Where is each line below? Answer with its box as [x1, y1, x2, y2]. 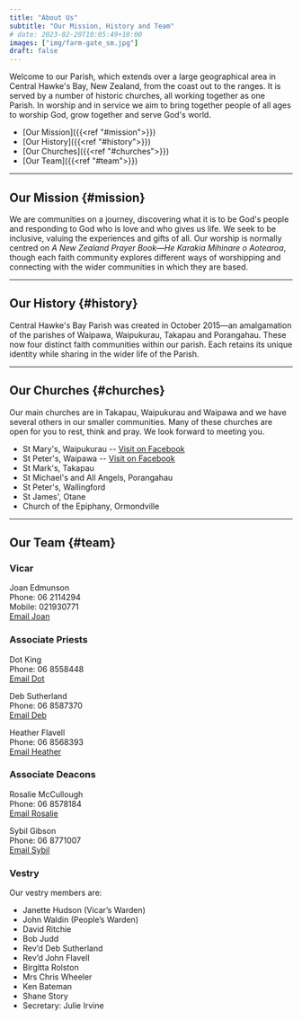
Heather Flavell [9, 727, 66, 738]
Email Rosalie [9, 808, 58, 819]
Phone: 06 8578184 [9, 798, 83, 809]
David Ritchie [22, 924, 72, 935]
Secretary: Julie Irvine [22, 1000, 105, 1011]
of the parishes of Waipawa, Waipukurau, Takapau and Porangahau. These [9, 329, 287, 340]
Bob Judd [22, 934, 59, 945]
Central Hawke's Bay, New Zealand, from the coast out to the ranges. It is [9, 81, 281, 92]
